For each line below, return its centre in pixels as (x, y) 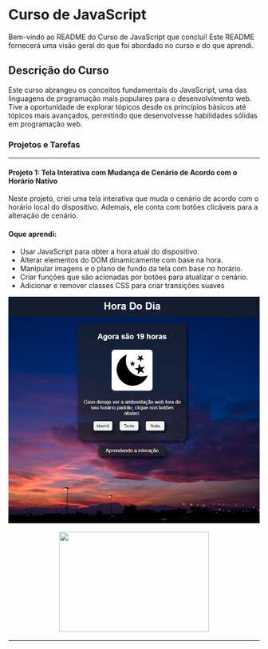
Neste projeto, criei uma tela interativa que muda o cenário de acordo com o (134, 198)
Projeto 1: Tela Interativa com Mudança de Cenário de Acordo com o (123, 172)
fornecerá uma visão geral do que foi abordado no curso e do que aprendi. (131, 45)
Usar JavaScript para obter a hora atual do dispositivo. (109, 252)
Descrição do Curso (59, 71)
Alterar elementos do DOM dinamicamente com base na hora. (121, 260)
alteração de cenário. (43, 216)
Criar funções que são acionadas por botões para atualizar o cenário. (134, 277)
